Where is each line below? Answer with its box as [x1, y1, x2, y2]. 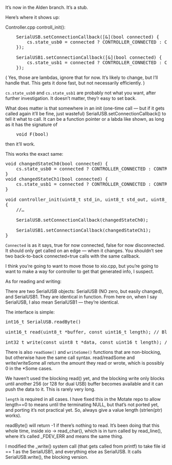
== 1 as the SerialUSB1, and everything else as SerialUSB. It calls [5, 449, 142, 455]
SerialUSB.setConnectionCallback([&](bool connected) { [16, 34, 160, 40]
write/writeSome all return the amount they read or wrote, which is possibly [5, 360, 164, 366]
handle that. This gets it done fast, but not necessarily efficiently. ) [5, 80, 145, 86]
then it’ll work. [5, 141, 35, 147]
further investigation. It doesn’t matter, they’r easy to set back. [5, 95, 137, 101]
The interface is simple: [5, 309, 55, 315]
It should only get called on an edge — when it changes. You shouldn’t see [5, 248, 163, 253]
